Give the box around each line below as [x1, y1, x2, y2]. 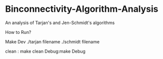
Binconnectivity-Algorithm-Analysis [5, 3, 159, 15]
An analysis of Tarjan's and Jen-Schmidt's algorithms [5, 20, 115, 26]
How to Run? [5, 29, 31, 35]
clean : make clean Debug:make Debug [5, 48, 86, 54]
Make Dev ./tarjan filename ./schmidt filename [5, 38, 100, 45]
